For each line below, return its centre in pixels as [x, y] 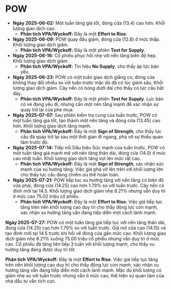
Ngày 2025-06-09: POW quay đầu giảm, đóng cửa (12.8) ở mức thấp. [87, 39]
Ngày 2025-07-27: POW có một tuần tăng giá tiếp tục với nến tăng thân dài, [86, 222]
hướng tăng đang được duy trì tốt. [41, 249]
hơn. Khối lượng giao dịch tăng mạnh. [52, 126]
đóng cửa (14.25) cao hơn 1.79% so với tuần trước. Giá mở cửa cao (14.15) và [86, 228]
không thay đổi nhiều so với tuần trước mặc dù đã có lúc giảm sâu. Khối [88, 83]
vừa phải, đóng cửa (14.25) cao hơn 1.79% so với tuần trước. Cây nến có [88, 185]
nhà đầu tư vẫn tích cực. [31, 281]
